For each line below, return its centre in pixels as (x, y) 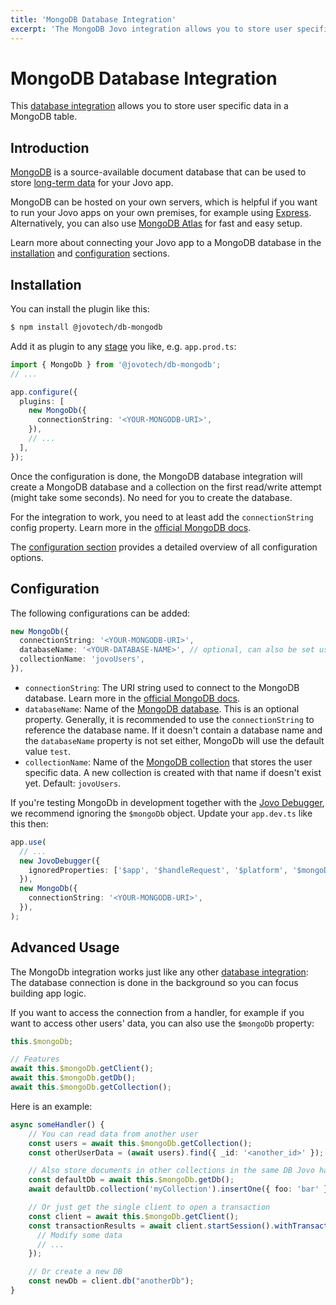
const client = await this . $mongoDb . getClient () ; (134, 1216)
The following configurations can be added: (100, 613)
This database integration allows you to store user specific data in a (149, 106)
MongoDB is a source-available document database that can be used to (158, 172)
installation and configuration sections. (90, 253)
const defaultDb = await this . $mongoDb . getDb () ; (131, 1180)
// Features (35, 1059)
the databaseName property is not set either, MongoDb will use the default (174, 740)
